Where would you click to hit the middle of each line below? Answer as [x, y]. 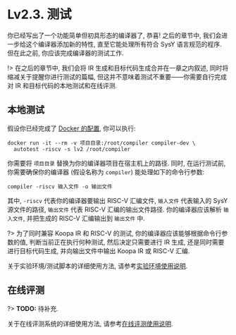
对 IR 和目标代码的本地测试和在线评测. [62, 85]
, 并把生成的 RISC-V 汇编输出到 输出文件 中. [84, 218]
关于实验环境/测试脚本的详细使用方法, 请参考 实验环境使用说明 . [98, 266]
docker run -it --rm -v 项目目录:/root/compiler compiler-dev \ [101, 143]
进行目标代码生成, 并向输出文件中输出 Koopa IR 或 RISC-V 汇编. [99, 250]
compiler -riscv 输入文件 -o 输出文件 [60, 187]
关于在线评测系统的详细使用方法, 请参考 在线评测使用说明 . [91, 323]
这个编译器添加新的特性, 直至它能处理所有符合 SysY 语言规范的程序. [124, 44]
